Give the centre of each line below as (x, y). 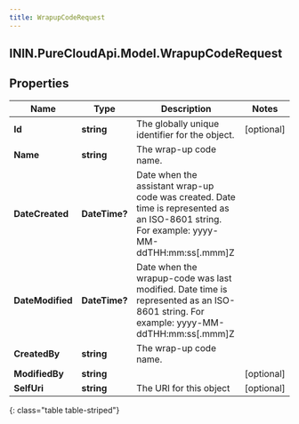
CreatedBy (37, 354)
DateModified (43, 300)
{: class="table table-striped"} (65, 410)
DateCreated (41, 213)
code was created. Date (186, 196)
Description (186, 108)
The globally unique (178, 124)
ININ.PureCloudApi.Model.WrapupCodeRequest (146, 54)
